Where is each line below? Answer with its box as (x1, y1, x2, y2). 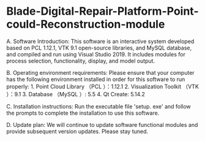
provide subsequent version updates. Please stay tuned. (6, 128, 149, 135)
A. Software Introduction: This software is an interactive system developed (6, 37, 195, 45)
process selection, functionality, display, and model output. (6, 57, 155, 64)
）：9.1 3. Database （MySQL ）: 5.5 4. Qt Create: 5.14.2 (6, 90, 146, 97)
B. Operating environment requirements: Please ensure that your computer (6, 69, 195, 76)
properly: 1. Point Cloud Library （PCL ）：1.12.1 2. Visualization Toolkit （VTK (6, 83, 199, 90)
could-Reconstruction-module (6, 17, 165, 31)
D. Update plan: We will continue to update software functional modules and (6, 121, 198, 128)
